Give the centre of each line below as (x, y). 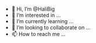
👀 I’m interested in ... (36, 15)
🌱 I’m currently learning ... (42, 21)
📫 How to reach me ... (38, 34)
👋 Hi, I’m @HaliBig (33, 9)
